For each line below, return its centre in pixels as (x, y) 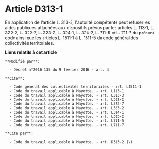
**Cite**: (15, 78)
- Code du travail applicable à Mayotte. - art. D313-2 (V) (71, 142)
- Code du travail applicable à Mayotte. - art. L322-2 (67, 99)
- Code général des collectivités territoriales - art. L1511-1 (75, 87)
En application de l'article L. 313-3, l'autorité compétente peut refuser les (78, 22)
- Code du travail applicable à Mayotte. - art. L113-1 (67, 91)
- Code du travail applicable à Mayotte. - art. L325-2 (67, 116)
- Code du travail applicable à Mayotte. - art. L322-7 (67, 104)
